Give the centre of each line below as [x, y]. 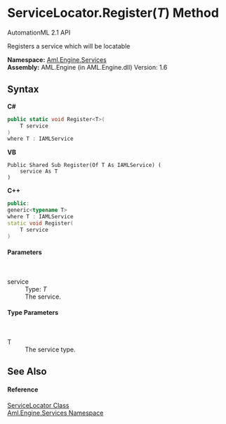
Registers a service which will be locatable [69, 46]
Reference [23, 389]
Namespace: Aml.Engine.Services [57, 60]
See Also [27, 372]
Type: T [36, 289]
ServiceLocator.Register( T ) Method [113, 13]
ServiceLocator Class [38, 405]
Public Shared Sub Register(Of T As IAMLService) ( [84, 166]
